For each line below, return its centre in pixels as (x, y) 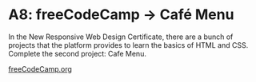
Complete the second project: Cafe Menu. (77, 53)
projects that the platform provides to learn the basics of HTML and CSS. (128, 45)
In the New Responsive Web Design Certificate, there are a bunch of (121, 37)
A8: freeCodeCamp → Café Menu (121, 15)
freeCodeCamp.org (40, 68)
